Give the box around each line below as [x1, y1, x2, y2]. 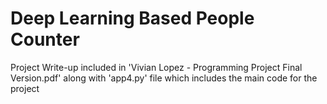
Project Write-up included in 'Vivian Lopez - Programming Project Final [10, 61, 303, 73]
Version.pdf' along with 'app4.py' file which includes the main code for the [10, 72, 318, 84]
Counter [10, 28, 80, 51]
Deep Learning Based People [10, 7, 255, 30]
